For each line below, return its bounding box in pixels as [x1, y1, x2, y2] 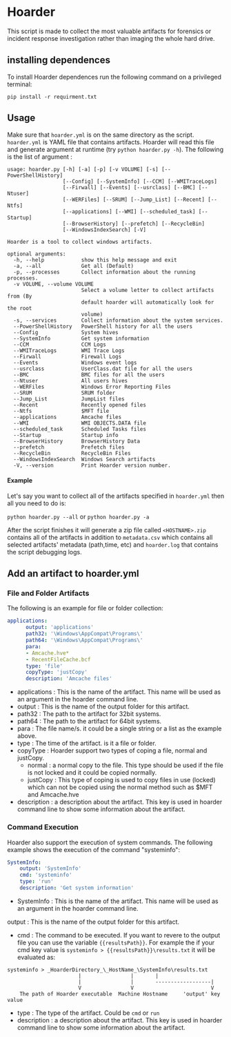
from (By [7, 293, 32, 300]
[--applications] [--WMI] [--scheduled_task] [62, 208, 196, 215]
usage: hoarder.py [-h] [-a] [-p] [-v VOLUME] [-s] [7, 166, 159, 173]
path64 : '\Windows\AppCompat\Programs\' [25, 637, 143, 644]
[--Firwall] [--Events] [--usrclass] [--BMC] [62, 184, 196, 191]
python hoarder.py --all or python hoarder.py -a [7, 512, 150, 521]
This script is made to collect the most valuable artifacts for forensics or [7, 27, 212, 35]
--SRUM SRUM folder [13, 389, 116, 396]
